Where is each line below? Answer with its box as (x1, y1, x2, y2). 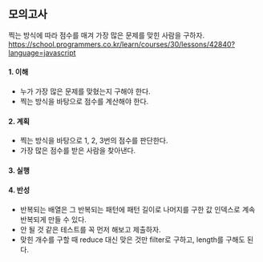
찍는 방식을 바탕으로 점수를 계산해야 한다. (19, 97, 149, 107)
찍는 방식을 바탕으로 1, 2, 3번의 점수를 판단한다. (19, 135, 168, 146)
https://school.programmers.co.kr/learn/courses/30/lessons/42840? (8, 39, 235, 49)
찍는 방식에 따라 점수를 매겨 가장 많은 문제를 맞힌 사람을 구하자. (8, 30, 205, 40)
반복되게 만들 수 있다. (19, 215, 87, 224)
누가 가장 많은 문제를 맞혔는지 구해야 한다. (19, 87, 151, 96)
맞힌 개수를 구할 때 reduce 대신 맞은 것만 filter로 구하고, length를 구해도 (19, 235, 246, 244)
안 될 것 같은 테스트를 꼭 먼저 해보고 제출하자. (19, 225, 162, 235)
